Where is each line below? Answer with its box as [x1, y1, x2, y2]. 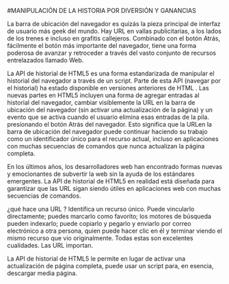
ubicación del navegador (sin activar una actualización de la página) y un [7, 106, 213, 114]
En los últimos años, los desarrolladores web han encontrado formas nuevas [7, 163, 223, 170]
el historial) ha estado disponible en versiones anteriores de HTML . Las [7, 84, 210, 92]
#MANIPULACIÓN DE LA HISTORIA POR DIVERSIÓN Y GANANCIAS [7, 7, 196, 14]
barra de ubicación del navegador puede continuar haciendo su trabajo [7, 127, 208, 135]
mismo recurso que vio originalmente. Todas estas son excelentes [7, 234, 193, 242]
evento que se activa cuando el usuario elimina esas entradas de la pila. [7, 113, 210, 121]
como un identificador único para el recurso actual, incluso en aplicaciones [7, 135, 219, 143]
